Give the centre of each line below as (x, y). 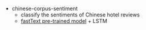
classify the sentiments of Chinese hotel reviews (80, 15)
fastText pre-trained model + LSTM (64, 21)
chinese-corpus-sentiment (45, 9)
